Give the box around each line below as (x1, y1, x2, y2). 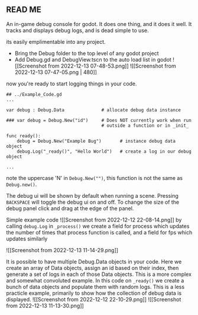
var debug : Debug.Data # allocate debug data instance (6, 107, 181, 113)
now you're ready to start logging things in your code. (6, 80, 137, 87)
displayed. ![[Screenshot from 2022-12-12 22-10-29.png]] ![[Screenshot (6, 295, 181, 303)
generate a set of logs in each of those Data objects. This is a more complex (6, 271, 192, 278)
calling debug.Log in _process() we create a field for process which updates (6, 222, 190, 230)
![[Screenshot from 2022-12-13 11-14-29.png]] (6, 246, 119, 253)
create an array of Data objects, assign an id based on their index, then (6, 264, 179, 271)
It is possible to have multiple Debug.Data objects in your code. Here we (6, 258, 182, 265)
